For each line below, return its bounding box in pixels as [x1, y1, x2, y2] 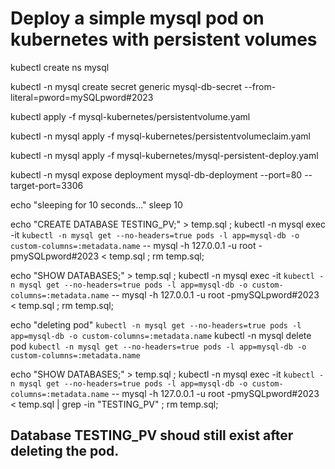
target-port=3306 [10, 179, 84, 191]
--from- [243, 80, 277, 92]
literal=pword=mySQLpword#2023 [10, 91, 154, 103]
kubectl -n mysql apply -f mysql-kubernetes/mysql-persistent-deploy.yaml [10, 149, 319, 161]
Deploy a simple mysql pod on [10, 7, 265, 30]
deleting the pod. [10, 443, 120, 460]
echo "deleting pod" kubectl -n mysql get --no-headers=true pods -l [10, 318, 302, 331]
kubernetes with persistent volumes [10, 28, 318, 51]
